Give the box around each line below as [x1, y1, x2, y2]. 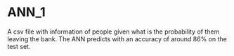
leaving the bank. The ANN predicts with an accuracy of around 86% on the [7, 34, 227, 43]
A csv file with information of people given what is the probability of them [7, 27, 220, 36]
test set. [7, 42, 31, 50]
